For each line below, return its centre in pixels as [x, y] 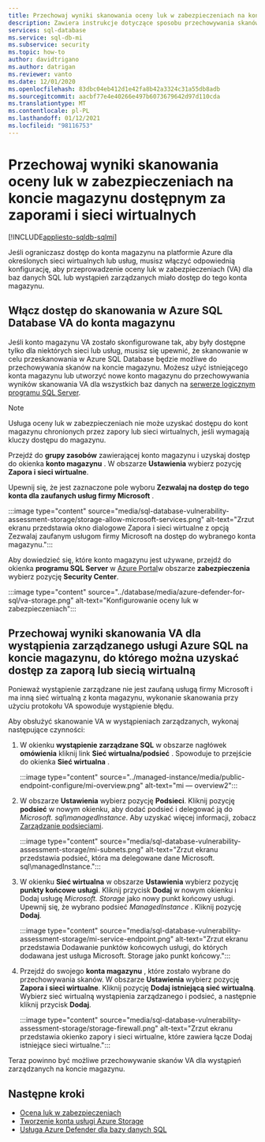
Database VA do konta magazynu [92, 323]
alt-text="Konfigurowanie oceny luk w [137, 600]
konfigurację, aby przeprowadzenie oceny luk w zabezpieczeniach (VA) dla [131, 269]
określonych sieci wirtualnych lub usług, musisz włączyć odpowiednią [121, 261]
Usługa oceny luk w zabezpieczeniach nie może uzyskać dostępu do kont [128, 423]
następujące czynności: [47, 730]
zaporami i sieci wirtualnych [103, 215]
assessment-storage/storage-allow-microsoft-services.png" [106, 519]
